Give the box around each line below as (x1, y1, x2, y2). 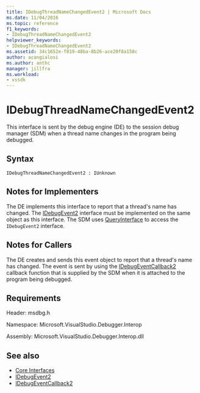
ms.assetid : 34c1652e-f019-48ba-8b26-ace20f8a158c (6, 49, 138, 55)
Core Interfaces (15, 367, 55, 374)
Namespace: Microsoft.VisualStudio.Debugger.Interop (6, 321, 142, 328)
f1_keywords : (6, 26, 40, 32)
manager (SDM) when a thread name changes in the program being (6, 130, 177, 137)
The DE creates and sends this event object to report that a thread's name (6, 256, 193, 263)
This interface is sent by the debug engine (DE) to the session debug (6, 123, 179, 131)
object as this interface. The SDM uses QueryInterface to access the (6, 216, 179, 223)
